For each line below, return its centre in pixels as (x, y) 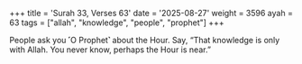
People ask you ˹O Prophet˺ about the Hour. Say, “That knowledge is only (145, 40)
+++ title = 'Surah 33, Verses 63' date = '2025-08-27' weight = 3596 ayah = (151, 13)
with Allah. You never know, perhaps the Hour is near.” (110, 50)
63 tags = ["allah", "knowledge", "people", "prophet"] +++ (117, 23)
